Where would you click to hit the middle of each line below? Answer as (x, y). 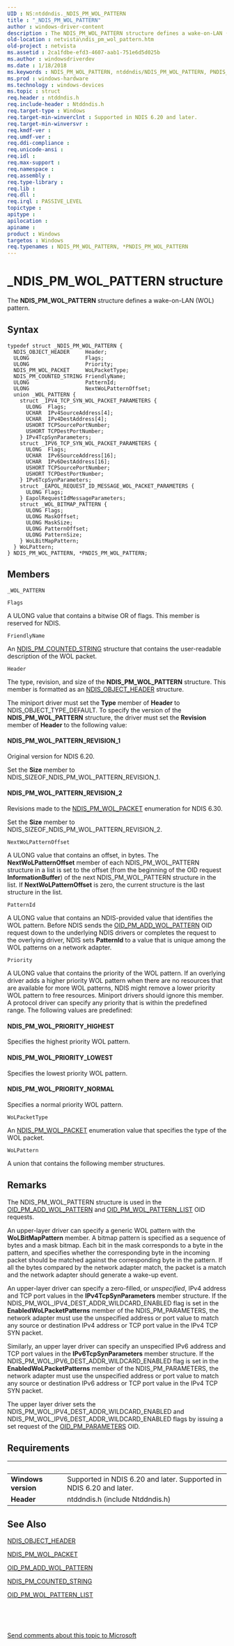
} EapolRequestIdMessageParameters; (73, 498)
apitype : (22, 215)
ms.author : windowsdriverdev (51, 59)
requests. (21, 1217)
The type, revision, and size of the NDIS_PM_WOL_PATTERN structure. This (117, 682)
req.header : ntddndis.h (43, 98)
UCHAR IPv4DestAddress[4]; (67, 419)
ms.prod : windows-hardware (48, 78)
